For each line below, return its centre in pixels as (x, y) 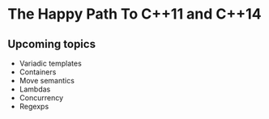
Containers (38, 72)
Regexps (34, 106)
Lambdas (35, 89)
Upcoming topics (52, 44)
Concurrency (41, 98)
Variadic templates (50, 63)
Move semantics (47, 81)
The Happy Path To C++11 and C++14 (134, 14)
